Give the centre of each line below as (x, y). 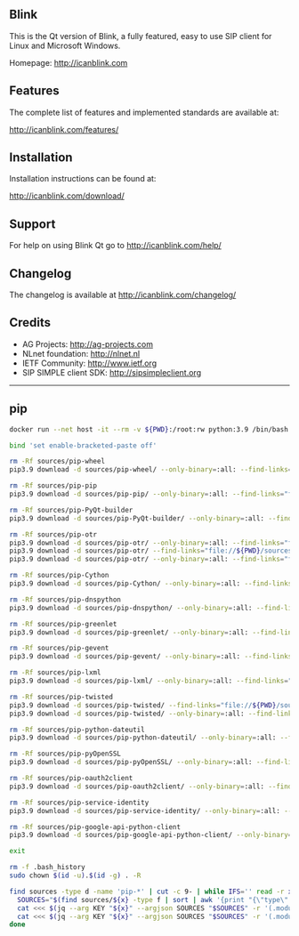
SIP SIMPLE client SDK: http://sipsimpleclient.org (112, 372)
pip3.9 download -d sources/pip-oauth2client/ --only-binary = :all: (137, 787)
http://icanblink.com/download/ (67, 196)
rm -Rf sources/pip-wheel (57, 462)
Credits (30, 323)
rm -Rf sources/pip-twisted (61, 697)
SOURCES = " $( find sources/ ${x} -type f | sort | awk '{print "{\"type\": (155, 900)
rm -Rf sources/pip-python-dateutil (77, 730)
